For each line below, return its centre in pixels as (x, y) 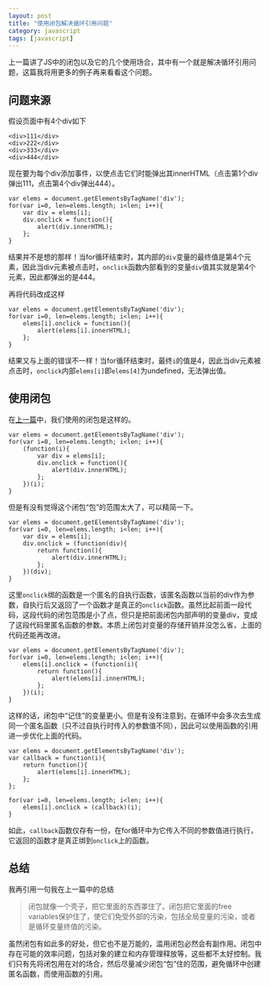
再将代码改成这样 (37, 294)
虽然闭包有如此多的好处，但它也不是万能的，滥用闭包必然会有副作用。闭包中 (135, 943)
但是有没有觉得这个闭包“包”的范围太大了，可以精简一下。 (103, 507)
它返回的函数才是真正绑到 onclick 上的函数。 (81, 840)
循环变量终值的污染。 (70, 926)
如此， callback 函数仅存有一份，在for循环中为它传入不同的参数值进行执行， (133, 830)
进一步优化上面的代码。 (47, 735)
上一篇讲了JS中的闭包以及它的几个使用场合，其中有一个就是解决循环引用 (129, 62)
